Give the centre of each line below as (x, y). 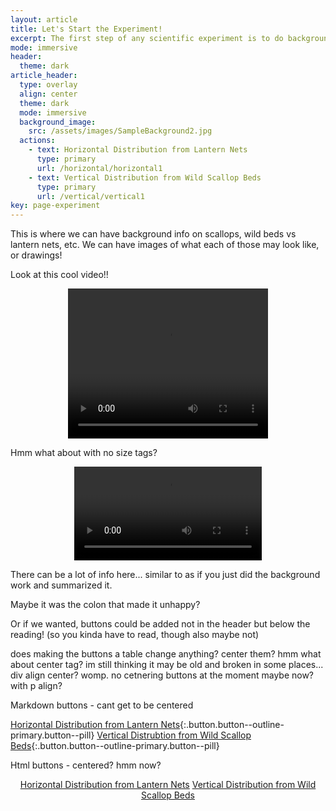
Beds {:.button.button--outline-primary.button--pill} (115, 746)
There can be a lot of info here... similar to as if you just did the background (165, 575)
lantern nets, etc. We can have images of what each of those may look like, (165, 245)
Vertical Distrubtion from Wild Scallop (174, 735)
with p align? (36, 686)
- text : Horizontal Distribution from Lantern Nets (138, 150)
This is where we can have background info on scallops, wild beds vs (153, 234)
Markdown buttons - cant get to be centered (102, 705)
